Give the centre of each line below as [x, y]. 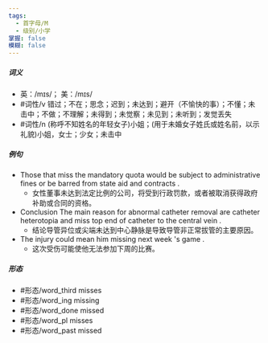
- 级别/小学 [33, 31]
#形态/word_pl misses [56, 321]
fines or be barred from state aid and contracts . [100, 184]
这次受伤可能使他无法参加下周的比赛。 [95, 249]
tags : [17, 16]
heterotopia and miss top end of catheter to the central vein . [121, 221]
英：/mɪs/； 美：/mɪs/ [56, 94]
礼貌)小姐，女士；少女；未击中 [71, 134]
